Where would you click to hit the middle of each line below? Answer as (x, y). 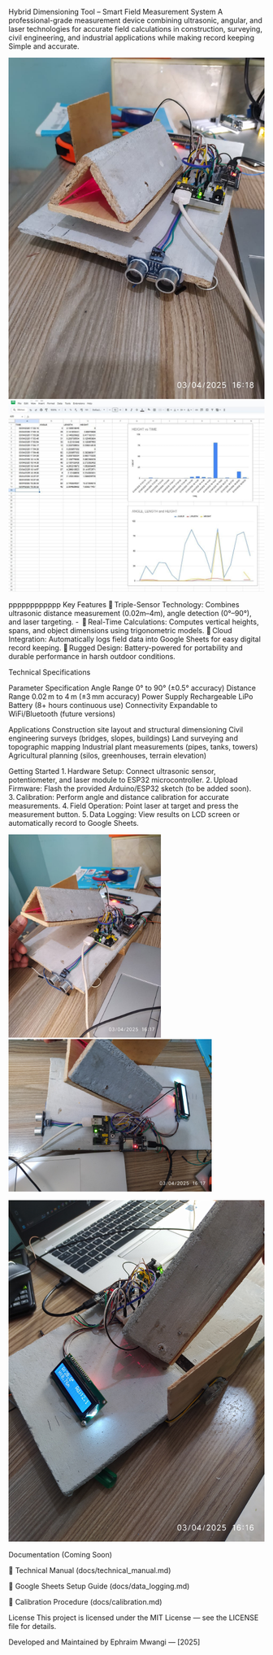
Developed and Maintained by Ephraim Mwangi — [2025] (104, 1642)
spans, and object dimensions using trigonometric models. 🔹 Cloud (121, 630)
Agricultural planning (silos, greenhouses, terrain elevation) (108, 755)
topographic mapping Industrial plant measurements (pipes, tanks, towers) (133, 746)
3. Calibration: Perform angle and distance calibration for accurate (119, 797)
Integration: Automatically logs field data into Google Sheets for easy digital (135, 639)
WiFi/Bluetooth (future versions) (62, 714)
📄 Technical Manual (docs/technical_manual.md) (90, 1570)
